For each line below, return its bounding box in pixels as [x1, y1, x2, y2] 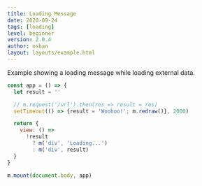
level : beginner [7, 29, 55, 37]
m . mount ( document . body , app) [7, 172, 92, 179]
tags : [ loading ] [7, 23, 55, 30]
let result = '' [13, 88, 61, 95]
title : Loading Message [7, 10, 77, 17]
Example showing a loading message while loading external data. [7, 68, 196, 77]
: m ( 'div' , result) [32, 146, 89, 153]
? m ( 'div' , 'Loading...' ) [32, 140, 108, 147]
